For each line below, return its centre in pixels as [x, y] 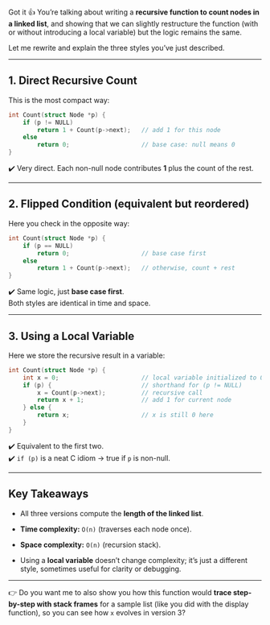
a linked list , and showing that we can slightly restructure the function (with [133, 24]
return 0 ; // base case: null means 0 [136, 145]
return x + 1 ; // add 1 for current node [134, 400]
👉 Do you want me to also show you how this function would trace [120, 592]
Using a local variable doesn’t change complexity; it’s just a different [133, 560]
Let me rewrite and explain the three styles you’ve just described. [117, 48]
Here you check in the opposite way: [69, 223]
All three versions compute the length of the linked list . [112, 513]
